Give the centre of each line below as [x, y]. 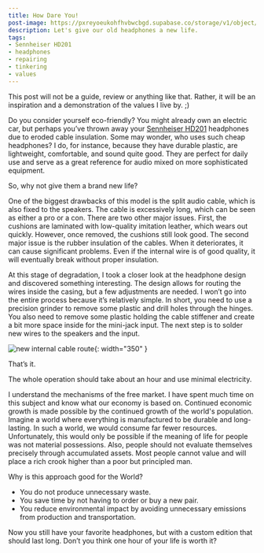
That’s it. [22, 364]
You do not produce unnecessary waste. [85, 492]
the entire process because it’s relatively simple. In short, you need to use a [130, 299]
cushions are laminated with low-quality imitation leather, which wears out [128, 226]
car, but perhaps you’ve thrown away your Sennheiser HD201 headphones [128, 128]
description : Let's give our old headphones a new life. [103, 30]
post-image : [27, 23]
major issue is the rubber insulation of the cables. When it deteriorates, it [126, 243]
